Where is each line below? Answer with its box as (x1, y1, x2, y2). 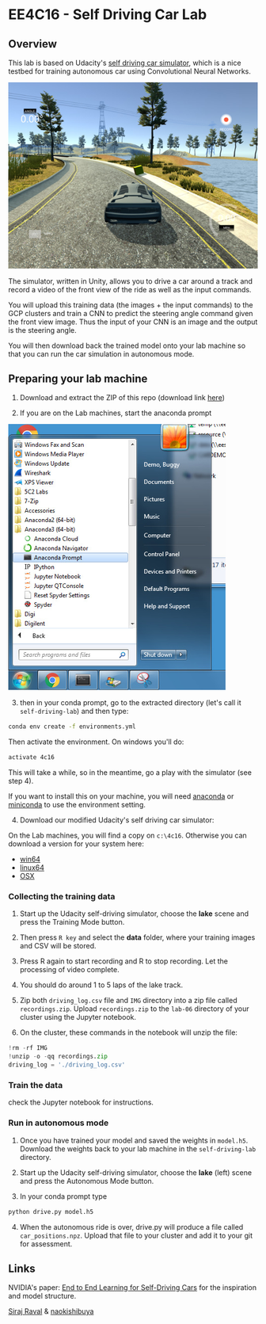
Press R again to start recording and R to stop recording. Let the (19, 956, 228, 966)
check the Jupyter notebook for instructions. (8, 1097, 154, 1107)
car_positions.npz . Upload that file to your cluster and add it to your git (19, 1231, 253, 1240)
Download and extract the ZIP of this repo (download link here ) (19, 393, 226, 403)
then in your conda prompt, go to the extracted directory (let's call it (19, 698, 241, 708)
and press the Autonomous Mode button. (19, 1176, 154, 1185)
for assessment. (19, 1238, 73, 1249)
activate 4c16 (8, 754, 55, 761)
